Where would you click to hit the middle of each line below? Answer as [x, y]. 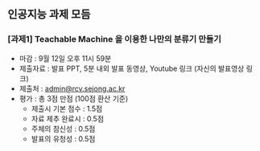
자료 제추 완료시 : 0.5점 [68, 118]
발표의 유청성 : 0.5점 [63, 138]
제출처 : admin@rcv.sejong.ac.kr [72, 88]
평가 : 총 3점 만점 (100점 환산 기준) [74, 98]
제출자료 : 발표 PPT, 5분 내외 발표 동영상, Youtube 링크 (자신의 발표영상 [132, 68]
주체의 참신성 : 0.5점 [63, 129]
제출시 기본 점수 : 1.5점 [67, 108]
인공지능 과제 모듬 [49, 14]
